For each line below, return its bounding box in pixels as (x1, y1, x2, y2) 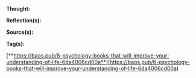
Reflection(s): (6, 17, 42, 24)
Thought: (6, 5, 30, 12)
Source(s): (6, 28, 34, 36)
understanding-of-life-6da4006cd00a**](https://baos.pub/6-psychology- (6, 59, 190, 65)
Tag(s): (6, 41, 25, 47)
